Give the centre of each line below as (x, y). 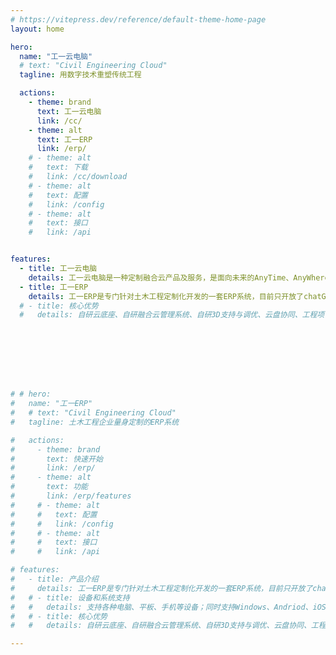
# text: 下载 (58, 167)
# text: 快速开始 (56, 459)
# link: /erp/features (71, 496)
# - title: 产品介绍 (54, 579)
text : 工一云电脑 (69, 111)
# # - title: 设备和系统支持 (70, 597)
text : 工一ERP (64, 139)
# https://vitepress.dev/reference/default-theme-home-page (138, 19)
